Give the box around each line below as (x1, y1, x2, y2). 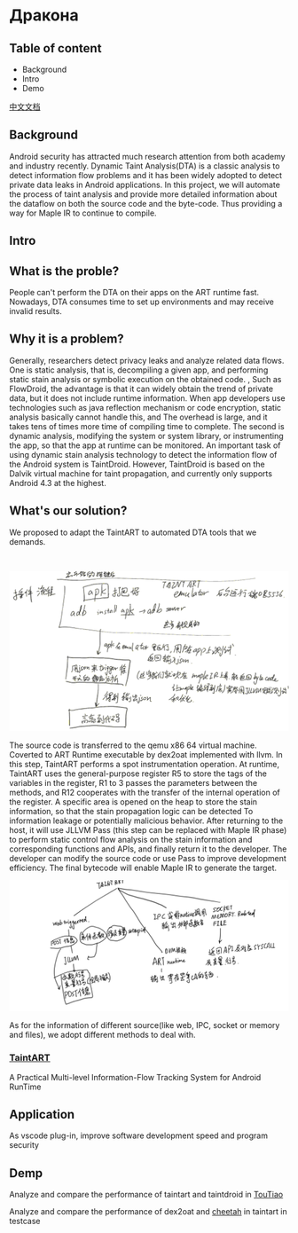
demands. (9, 536, 46, 546)
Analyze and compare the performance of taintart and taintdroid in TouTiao (9, 1190, 284, 1200)
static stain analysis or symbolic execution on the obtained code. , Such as (9, 373, 282, 384)
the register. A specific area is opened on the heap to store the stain (9, 797, 258, 807)
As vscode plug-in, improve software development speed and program (9, 1130, 269, 1141)
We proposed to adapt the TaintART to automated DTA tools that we (9, 527, 257, 538)
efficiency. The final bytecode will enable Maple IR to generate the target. (9, 862, 278, 874)
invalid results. (9, 306, 62, 317)
